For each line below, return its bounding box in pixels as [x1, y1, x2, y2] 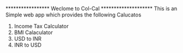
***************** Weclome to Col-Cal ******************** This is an [5, 5, 178, 12]
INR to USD [14, 41, 42, 48]
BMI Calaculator [14, 29, 54, 36]
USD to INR [14, 35, 42, 42]
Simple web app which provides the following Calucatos [5, 11, 142, 18]
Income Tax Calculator [14, 23, 69, 29]
